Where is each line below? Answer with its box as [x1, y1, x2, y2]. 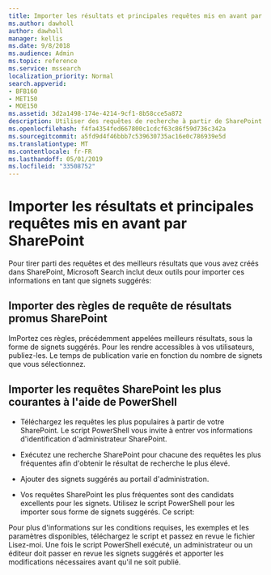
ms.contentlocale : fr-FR [8, 147, 92, 155]
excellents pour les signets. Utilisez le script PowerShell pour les [19, 498, 235, 508]
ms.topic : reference [8, 57, 78, 66]
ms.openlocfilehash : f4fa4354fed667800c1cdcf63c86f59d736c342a [8, 125, 227, 133]
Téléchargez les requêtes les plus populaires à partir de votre [19, 416, 225, 426]
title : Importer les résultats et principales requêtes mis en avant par [8, 11, 263, 20]
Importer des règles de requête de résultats [8, 299, 232, 313]
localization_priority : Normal [8, 72, 114, 80]
